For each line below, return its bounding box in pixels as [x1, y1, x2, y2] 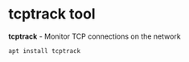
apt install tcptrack [8, 47, 81, 55]
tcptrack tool [8, 5, 96, 23]
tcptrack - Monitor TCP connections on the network [8, 31, 181, 41]
